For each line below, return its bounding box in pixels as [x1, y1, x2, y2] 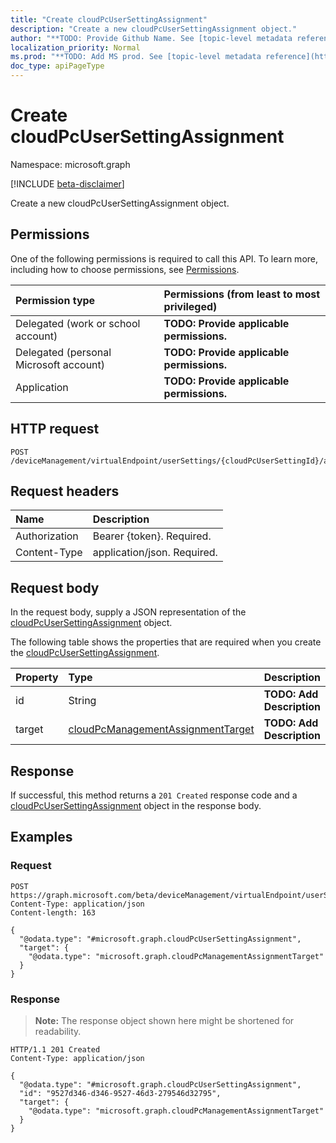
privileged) [163, 299, 218, 313]
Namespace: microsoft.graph [10, 158, 131, 170]
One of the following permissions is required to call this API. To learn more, [10, 252, 319, 265]
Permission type [15, 293, 96, 307]
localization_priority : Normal [10, 42, 141, 53]
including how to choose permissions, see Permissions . [10, 263, 240, 275]
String [68, 694, 97, 708]
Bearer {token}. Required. [92, 529, 212, 543]
